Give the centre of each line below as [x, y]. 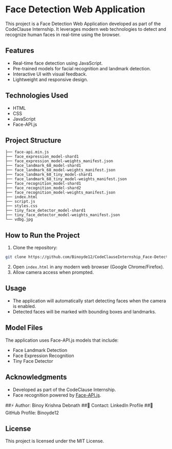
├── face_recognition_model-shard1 [43, 184]
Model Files [24, 328]
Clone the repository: [35, 248]
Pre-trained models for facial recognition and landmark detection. [82, 68]
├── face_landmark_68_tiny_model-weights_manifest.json [66, 179]
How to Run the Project [43, 235]
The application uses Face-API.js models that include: [62, 340]
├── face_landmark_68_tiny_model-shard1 [49, 175]
